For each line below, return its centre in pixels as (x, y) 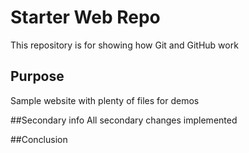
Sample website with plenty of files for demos (105, 100)
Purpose (37, 76)
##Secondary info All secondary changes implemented (124, 120)
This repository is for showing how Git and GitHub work (124, 45)
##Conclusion (39, 139)
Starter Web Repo (85, 17)
